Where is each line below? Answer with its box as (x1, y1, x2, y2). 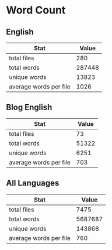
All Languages (6, 178, 60, 188)
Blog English (6, 102, 52, 112)
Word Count (6, 4, 66, 17)
